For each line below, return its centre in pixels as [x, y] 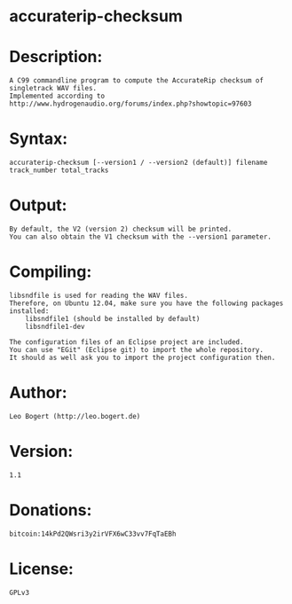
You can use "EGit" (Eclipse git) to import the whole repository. [137, 349]
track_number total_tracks [59, 170]
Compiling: [51, 272]
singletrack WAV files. [53, 89]
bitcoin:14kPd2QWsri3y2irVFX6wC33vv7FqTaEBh [93, 534]
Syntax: [39, 139]
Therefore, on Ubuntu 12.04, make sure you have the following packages [146, 303]
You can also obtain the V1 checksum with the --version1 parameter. [141, 237]
